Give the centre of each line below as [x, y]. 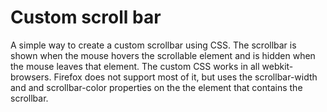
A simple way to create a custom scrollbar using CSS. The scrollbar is [153, 45]
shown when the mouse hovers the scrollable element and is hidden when [163, 55]
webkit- [277, 66]
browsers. [31, 77]
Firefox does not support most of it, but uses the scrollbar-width [185, 77]
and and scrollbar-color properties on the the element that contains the [156, 87]
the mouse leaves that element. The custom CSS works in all [135, 66]
